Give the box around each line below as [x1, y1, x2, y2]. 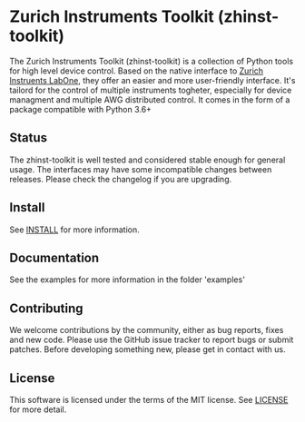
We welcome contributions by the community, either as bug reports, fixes [9, 325, 284, 336]
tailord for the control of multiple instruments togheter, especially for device [9, 84, 292, 95]
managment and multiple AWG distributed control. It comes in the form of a [9, 93, 290, 105]
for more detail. [9, 404, 67, 415]
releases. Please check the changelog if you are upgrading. [9, 173, 232, 184]
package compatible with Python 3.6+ [9, 103, 152, 114]
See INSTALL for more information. [9, 224, 141, 235]
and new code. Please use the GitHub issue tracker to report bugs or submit [9, 334, 294, 346]
